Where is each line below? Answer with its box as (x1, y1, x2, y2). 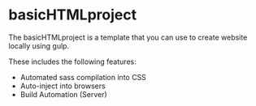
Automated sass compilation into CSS (20, 72, 146, 82)
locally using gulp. (8, 40, 70, 50)
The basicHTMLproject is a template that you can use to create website (8, 32, 248, 42)
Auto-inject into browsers (20, 81, 106, 91)
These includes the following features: (8, 57, 137, 66)
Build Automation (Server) (20, 89, 107, 99)
